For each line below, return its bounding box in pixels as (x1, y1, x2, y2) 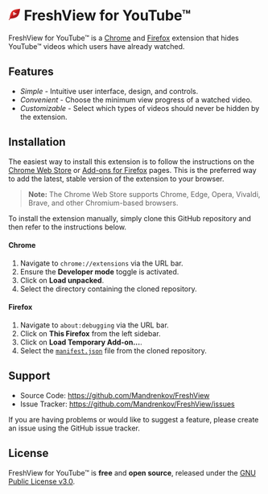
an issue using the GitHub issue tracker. (8, 423, 141, 433)
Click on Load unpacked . (19, 275, 105, 285)
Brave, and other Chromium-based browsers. (27, 198, 179, 208)
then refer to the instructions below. (8, 222, 127, 232)
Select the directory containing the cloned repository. (19, 284, 197, 294)
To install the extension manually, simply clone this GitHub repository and (8, 213, 252, 223)
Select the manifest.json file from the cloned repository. (19, 345, 208, 356)
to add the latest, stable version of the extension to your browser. (8, 174, 225, 183)
